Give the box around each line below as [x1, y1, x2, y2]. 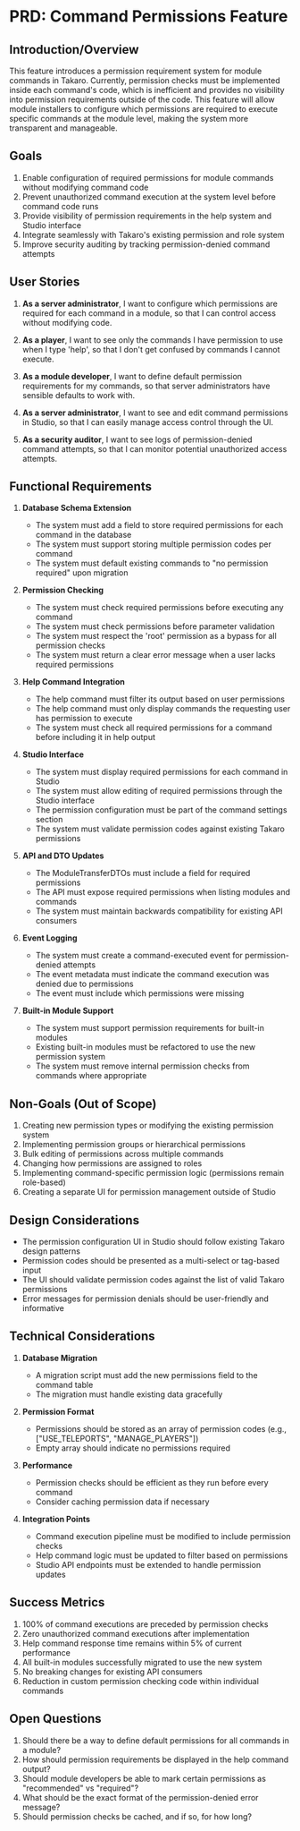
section [35, 814, 63, 825]
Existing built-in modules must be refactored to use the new [35, 1042, 256, 1052]
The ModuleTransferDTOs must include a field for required [35, 868, 251, 879]
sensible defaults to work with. [21, 389, 136, 400]
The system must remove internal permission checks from [35, 1060, 250, 1071]
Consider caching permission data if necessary [35, 1496, 210, 1507]
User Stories [9, 275, 80, 290]
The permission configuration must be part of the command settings [35, 805, 287, 815]
